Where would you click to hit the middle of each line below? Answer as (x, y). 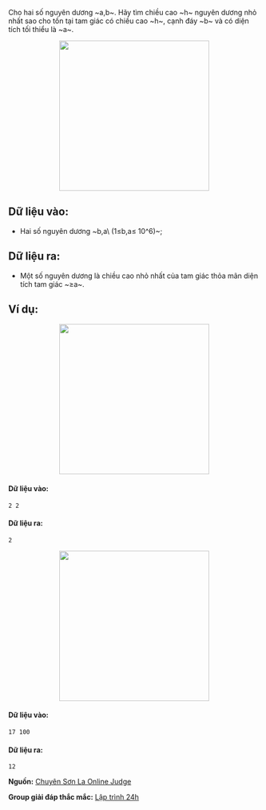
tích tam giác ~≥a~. (52, 284)
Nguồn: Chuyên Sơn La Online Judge (70, 782)
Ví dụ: (23, 310)
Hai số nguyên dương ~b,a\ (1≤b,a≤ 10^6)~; (91, 231)
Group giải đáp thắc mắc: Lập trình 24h (74, 797)
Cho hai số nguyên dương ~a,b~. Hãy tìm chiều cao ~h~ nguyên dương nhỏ (133, 12)
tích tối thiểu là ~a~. (41, 29)
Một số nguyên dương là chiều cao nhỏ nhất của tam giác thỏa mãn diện (139, 276)
